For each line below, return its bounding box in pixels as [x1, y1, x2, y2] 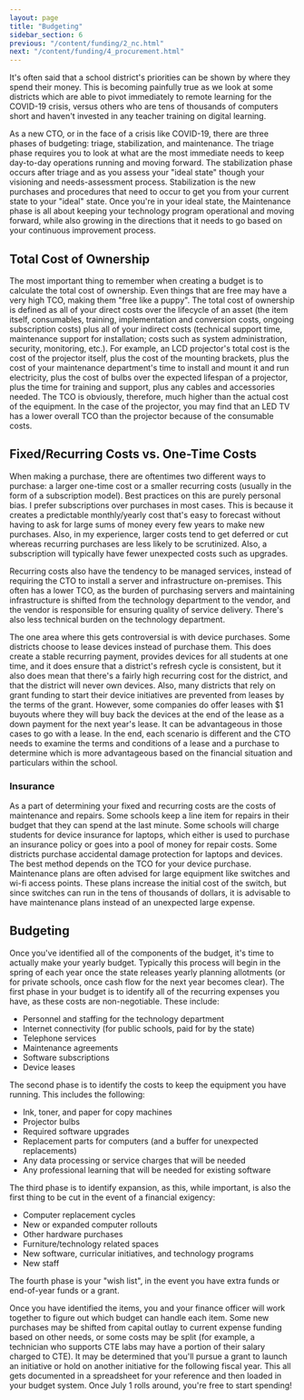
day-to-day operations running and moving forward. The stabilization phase [9, 157, 293, 168]
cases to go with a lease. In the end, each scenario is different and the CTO [9, 728, 291, 739]
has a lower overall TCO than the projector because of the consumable [9, 410, 274, 421]
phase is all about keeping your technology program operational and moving [9, 205, 295, 216]
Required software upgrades [22, 1125, 130, 1136]
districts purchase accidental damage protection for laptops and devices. [9, 849, 283, 860]
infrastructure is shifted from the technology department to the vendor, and [9, 595, 290, 605]
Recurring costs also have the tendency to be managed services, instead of [9, 565, 292, 576]
